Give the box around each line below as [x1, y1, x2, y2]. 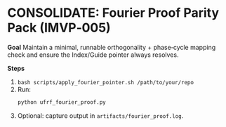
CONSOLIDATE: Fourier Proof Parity [7, 5, 220, 21]
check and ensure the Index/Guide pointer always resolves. [7, 51, 179, 59]
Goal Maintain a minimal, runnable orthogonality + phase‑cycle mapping [7, 43, 216, 51]
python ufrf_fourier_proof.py [17, 98, 107, 106]
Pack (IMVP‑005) [7, 20, 111, 36]
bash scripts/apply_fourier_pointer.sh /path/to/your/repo [17, 79, 194, 86]
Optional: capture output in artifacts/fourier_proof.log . [17, 111, 184, 120]
